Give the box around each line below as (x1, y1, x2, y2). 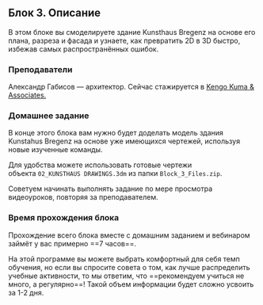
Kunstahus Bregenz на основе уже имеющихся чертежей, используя (8, 136, 240, 146)
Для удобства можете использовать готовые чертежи (8, 160, 192, 170)
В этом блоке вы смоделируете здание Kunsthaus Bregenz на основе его (8, 27, 256, 36)
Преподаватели (8, 63, 73, 74)
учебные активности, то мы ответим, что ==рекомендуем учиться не (8, 271, 245, 280)
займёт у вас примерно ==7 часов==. (8, 238, 137, 248)
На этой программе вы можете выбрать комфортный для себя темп (8, 254, 240, 264)
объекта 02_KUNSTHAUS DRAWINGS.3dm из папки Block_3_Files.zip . (8, 169, 223, 178)
